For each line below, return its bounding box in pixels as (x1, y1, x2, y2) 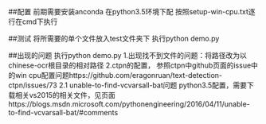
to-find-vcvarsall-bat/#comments (8, 108, 119, 117)
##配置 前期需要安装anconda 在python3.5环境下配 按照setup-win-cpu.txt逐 (8, 7, 256, 16)
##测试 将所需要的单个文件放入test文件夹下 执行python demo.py (8, 34, 220, 43)
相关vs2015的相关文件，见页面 (14, 91, 115, 99)
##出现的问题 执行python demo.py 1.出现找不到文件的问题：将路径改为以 (8, 51, 247, 60)
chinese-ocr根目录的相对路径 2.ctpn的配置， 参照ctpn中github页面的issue (8, 60, 252, 70)
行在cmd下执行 (8, 17, 58, 26)
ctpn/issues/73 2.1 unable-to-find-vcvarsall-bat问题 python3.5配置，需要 (8, 80, 248, 90)
